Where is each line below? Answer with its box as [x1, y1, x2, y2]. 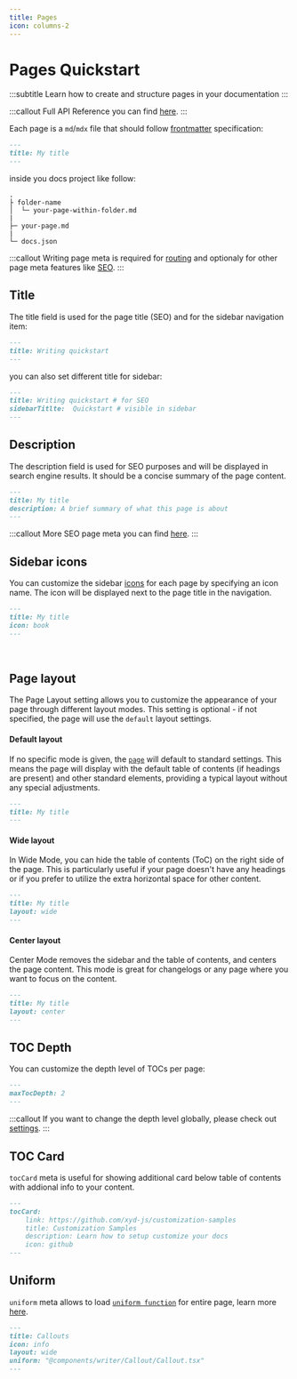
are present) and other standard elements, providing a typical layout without [9, 773, 288, 783]
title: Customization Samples [25, 1223, 138, 1232]
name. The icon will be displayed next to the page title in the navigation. [9, 588, 272, 598]
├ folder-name [9, 198, 62, 207]
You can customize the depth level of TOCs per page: [9, 1063, 206, 1074]
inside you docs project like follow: [9, 173, 136, 184]
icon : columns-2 [9, 21, 69, 30]
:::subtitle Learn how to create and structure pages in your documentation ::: [9, 89, 289, 100]
